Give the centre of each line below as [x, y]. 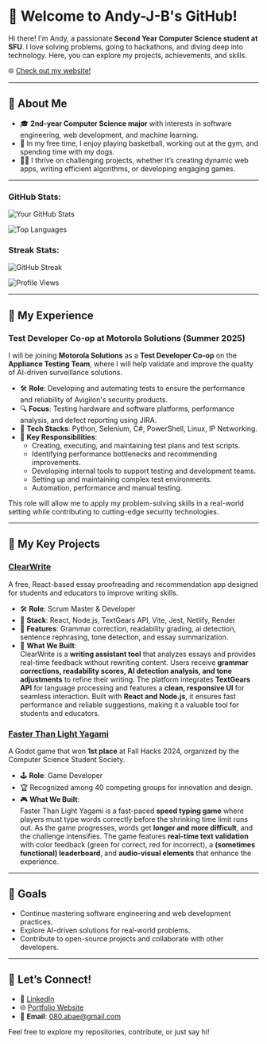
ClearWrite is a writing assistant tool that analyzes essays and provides [138, 654]
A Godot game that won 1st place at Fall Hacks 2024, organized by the [124, 751]
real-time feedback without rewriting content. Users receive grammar [134, 662]
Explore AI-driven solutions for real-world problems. [105, 930]
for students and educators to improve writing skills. [93, 592]
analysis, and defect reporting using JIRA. [88, 420]
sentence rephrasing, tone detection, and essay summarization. [124, 637]
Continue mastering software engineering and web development [125, 913]
